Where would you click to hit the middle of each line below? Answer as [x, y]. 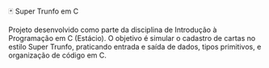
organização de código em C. [58, 55]
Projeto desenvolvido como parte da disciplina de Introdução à [113, 30]
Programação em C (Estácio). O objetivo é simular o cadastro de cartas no [132, 38]
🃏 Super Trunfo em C [44, 11]
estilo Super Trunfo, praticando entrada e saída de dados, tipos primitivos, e [135, 47]
